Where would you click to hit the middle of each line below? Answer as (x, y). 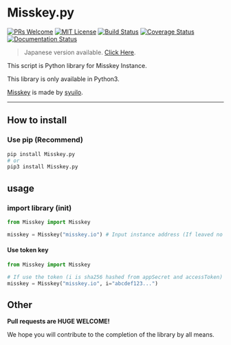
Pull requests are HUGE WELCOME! (58, 322)
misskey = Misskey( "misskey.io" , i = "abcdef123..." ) (82, 283)
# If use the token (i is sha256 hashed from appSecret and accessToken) (115, 277)
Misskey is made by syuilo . (45, 92)
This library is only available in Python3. (63, 79)
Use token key (28, 250)
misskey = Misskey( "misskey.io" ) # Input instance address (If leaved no (115, 234)
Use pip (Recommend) (45, 140)
